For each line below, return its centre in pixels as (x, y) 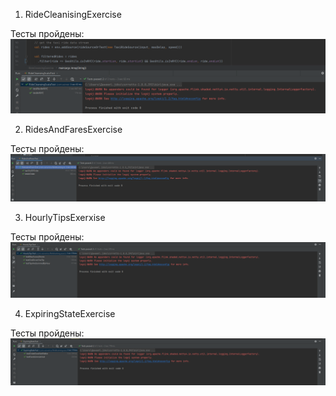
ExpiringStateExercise (70, 313)
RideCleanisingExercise (73, 14)
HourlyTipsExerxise (65, 218)
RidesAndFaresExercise (73, 130)
